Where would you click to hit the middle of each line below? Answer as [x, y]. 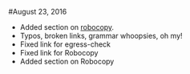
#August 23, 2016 [38, 12]
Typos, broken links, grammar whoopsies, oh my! [101, 36]
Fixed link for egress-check [65, 44]
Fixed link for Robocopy [59, 53]
